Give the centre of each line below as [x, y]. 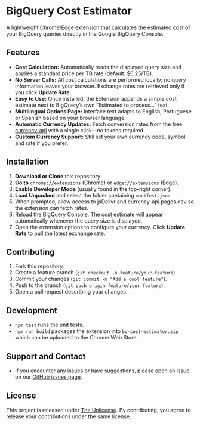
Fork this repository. [39, 266]
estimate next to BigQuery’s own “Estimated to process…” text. [92, 105]
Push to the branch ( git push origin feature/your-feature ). [90, 285]
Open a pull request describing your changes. [71, 292]
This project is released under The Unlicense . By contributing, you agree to [99, 410]
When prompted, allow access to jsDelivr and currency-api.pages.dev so [104, 202]
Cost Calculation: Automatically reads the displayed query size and [98, 67]
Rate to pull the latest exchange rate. [60, 233]
